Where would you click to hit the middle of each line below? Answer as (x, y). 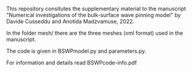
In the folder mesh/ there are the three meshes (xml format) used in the (95, 33)
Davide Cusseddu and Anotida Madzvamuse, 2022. (70, 21)
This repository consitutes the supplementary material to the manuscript (96, 9)
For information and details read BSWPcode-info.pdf (72, 63)
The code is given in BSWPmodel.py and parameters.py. (76, 51)
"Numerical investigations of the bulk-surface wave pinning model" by (94, 15)
